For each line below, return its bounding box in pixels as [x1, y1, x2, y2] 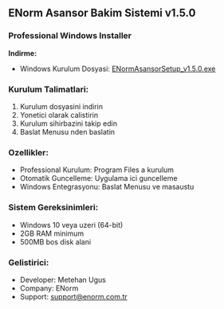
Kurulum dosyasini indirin [19, 101, 104, 111]
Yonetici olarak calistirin [19, 110, 98, 119]
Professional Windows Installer [8, 30, 132, 41]
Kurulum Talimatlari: [8, 84, 89, 95]
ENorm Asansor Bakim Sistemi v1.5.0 [8, 6, 196, 20]
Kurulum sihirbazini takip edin [19, 119, 118, 128]
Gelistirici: [8, 256, 49, 268]
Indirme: [8, 48, 37, 58]
